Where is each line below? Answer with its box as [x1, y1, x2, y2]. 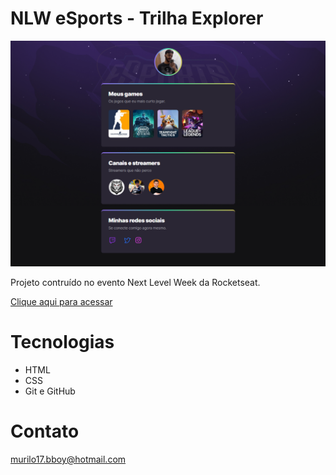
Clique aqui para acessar [10, 296, 113, 308]
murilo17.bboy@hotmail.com [10, 453, 127, 466]
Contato [10, 420, 80, 443]
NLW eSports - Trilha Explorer [10, 7, 264, 30]
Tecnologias [10, 331, 115, 354]
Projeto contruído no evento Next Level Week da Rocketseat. [10, 277, 261, 289]
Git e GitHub [24, 385, 76, 397]
